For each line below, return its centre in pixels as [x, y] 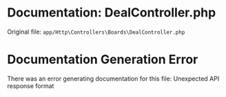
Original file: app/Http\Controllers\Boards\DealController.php [96, 32]
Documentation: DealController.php [112, 13]
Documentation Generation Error [103, 60]
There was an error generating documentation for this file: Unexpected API [113, 78]
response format [31, 86]
